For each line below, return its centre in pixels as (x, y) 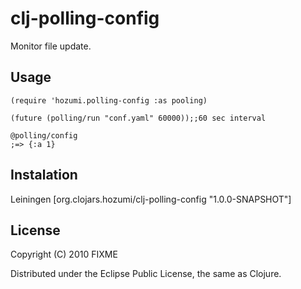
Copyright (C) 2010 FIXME (64, 254)
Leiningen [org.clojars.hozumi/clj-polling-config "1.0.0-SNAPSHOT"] (151, 199)
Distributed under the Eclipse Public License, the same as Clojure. (146, 274)
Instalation (44, 175)
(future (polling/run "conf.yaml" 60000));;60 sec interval (138, 118)
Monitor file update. (51, 46)
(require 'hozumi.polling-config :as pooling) (109, 100)
